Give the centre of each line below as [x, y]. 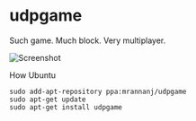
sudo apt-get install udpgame [66, 107]
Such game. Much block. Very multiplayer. [88, 40]
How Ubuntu [33, 75]
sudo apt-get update [48, 99]
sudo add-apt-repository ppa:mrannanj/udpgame [98, 91]
